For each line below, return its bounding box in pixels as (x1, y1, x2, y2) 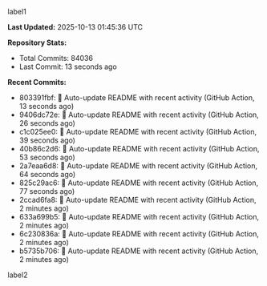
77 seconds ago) (18, 187, 75, 195)
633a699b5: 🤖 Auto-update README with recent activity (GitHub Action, (18, 212, 260, 221)
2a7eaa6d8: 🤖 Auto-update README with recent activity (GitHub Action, (18, 161, 258, 171)
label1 (7, 7, 27, 16)
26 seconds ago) (18, 119, 75, 127)
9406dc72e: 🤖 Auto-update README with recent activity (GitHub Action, (18, 110, 260, 119)
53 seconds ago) (18, 152, 75, 162)
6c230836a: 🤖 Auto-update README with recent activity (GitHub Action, (18, 229, 260, 239)
